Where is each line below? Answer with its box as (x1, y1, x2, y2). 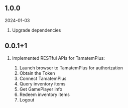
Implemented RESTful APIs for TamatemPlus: (12, 55, 105, 61)
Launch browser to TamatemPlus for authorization (19, 65, 123, 71)
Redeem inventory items (19, 91, 70, 97)
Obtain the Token (19, 70, 56, 76)
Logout (19, 96, 35, 102)
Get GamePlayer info (19, 86, 63, 92)
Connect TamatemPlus (19, 75, 67, 81)
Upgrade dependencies (12, 27, 61, 33)
